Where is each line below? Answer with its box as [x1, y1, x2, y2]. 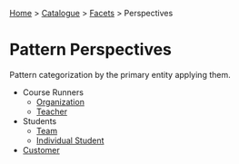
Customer [22, 144, 61, 155]
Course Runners [22, 86, 85, 98]
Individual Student [35, 135, 105, 146]
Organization [35, 96, 85, 107]
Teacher [35, 106, 68, 117]
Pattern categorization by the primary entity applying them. [9, 69, 231, 80]
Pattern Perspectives [9, 40, 173, 60]
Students [22, 115, 57, 126]
